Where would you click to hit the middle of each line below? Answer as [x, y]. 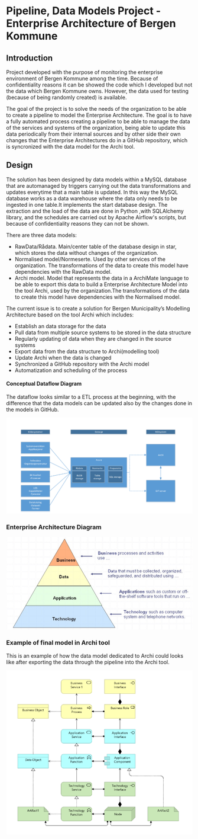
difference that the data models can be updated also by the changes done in [99, 404]
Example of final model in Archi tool [58, 643]
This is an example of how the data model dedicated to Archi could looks [95, 655]
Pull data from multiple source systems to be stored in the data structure [103, 332]
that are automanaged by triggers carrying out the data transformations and [98, 185]
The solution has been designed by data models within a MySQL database [97, 180]
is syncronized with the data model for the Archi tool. [71, 147]
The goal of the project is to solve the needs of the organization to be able [96, 109]
